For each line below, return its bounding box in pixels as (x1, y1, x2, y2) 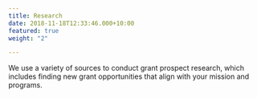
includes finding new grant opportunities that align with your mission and (8, 71, 250, 81)
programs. (8, 80, 43, 90)
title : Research (8, 11, 63, 20)
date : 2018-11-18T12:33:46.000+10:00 (8, 19, 135, 27)
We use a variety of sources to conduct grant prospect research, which (8, 63, 245, 73)
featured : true (8, 27, 59, 35)
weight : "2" (8, 34, 48, 43)
